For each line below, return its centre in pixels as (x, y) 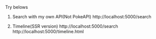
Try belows (17, 7)
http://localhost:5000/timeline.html (48, 31)
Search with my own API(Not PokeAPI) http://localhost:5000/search (82, 17)
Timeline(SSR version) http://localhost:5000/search (65, 26)
